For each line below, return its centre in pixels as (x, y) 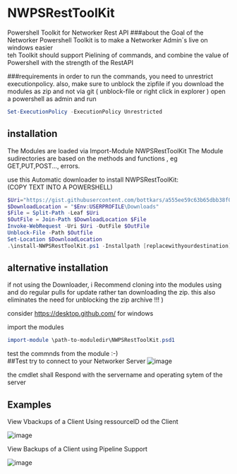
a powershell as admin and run (52, 99)
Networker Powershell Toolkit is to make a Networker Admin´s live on (108, 40)
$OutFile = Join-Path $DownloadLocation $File (77, 220)
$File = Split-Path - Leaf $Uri (53, 213)
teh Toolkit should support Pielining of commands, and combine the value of (118, 55)
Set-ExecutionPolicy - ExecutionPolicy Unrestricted (85, 112)
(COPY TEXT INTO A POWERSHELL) (60, 187)
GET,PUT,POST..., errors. (44, 166)
